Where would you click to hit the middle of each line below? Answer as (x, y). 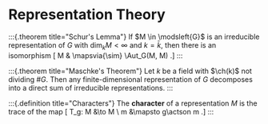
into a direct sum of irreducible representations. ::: (91, 87)
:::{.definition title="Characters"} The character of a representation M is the (133, 103)
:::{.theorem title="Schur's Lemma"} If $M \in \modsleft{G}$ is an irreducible (134, 37)
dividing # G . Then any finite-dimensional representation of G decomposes (131, 79)
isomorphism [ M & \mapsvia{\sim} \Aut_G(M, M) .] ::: (96, 55)
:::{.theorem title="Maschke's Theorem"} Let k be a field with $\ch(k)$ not (130, 71)
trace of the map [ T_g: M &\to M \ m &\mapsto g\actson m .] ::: (111, 111)
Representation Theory (87, 15)
